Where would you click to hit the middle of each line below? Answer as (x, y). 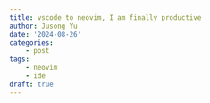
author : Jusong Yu (43, 26)
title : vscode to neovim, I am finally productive (105, 17)
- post (38, 51)
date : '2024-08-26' (46, 34)
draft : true (31, 84)
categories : (31, 43)
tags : (19, 59)
